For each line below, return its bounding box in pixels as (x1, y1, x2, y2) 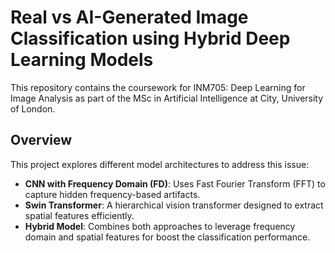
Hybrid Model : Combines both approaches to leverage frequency (24, 220, 296, 232)
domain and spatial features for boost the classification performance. (24, 231, 311, 243)
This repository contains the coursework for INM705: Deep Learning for (10, 81, 306, 93)
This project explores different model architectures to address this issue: (10, 158, 310, 170)
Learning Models (10, 49, 154, 71)
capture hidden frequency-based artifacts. (24, 188, 201, 200)
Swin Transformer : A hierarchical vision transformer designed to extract (24, 199, 324, 211)
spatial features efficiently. (24, 209, 135, 221)
